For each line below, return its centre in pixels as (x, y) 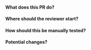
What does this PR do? (30, 7)
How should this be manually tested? (46, 30)
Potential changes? (26, 42)
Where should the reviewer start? (42, 19)
